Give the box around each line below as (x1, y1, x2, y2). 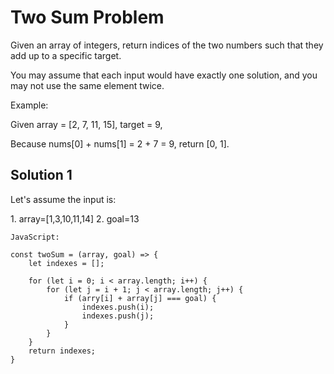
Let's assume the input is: (10, 193, 117, 205)
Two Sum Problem (10, 6, 165, 29)
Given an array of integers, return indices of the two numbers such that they (10, 39, 324, 51)
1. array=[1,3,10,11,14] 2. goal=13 (10, 212, 140, 225)
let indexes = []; (28, 258, 105, 268)
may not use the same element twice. (10, 79, 165, 91)
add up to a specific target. (10, 49, 122, 61)
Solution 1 (10, 167, 73, 184)
